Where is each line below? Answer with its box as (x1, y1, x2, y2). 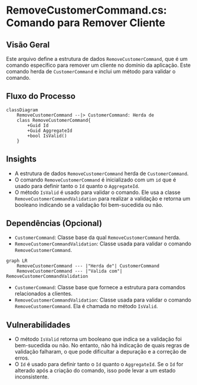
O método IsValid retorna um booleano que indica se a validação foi (14, 335, 182, 343)
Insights (6, 154, 37, 164)
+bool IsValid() (27, 132, 67, 139)
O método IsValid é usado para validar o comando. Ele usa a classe (14, 189, 181, 196)
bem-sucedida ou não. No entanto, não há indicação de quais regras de (14, 342, 190, 349)
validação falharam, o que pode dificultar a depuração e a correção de (14, 348, 187, 355)
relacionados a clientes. (14, 290, 73, 297)
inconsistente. (14, 373, 49, 380)
